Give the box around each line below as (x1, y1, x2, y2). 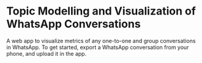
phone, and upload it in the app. (6, 50, 87, 57)
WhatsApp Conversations (6, 17, 141, 31)
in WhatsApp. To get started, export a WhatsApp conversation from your (6, 44, 189, 51)
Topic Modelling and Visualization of (6, 4, 196, 18)
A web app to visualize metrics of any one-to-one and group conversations (6, 37, 196, 44)
